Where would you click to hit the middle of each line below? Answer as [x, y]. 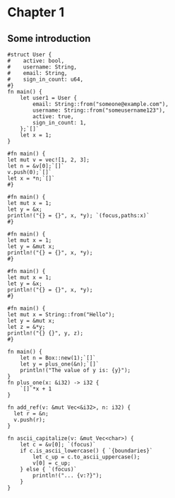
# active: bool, [36, 61]
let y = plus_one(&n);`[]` [60, 364]
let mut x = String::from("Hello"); [61, 315]
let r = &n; [31, 414]
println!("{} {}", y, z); [45, 333]
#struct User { [30, 54]
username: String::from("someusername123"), [99, 110]
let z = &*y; [26, 327]
